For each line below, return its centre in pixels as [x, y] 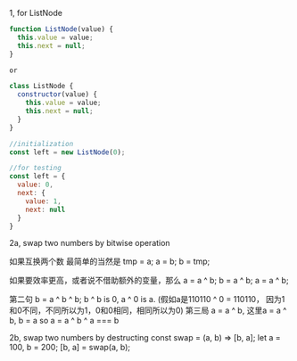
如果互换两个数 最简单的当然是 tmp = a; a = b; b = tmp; [110, 261]
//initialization [41, 144]
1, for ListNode [36, 13]
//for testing [36, 168]
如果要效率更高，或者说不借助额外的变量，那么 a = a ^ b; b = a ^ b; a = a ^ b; [149, 281]
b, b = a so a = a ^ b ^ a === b [64, 321]
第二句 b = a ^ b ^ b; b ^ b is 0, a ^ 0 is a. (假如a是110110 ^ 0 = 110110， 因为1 [147, 299]
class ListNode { [41, 86]
